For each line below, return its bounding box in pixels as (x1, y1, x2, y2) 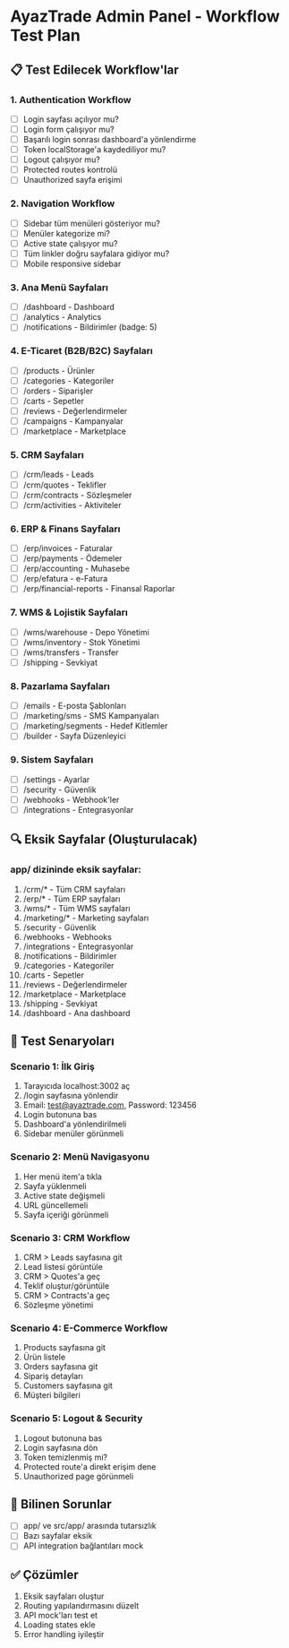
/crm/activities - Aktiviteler (22, 499, 122, 510)
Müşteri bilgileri (22, 1390, 81, 1401)
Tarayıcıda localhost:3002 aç (22, 1081, 131, 1091)
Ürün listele (22, 1351, 66, 1363)
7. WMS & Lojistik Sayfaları (10, 607, 128, 619)
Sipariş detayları (22, 1371, 83, 1382)
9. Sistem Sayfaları (10, 754, 94, 766)
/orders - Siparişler (22, 385, 93, 396)
